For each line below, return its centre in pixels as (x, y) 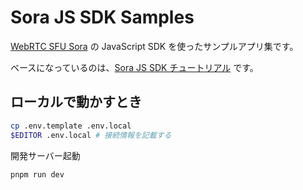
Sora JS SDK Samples (102, 17)
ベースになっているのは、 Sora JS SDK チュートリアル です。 (134, 67)
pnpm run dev (37, 174)
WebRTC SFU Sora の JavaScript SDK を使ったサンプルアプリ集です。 (154, 46)
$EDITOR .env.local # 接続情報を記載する (91, 135)
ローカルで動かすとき (76, 102)
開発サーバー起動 (45, 155)
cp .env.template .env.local (71, 126)
